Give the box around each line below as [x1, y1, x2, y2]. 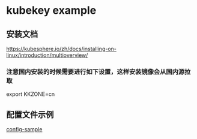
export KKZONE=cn [6, 90, 55, 98]
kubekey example [6, 4, 97, 17]
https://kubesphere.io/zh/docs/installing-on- [6, 46, 117, 52]
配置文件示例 [6, 109, 54, 120]
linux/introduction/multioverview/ [6, 52, 88, 59]
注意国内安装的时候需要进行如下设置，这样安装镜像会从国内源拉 [6, 67, 191, 75]
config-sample [6, 126, 43, 133]
